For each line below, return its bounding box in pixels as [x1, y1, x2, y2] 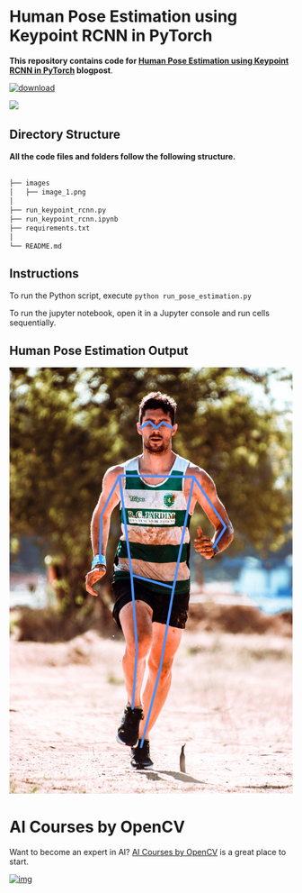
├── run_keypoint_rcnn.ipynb [9, 214, 119, 223]
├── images [9, 178, 50, 187]
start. [9, 856, 30, 867]
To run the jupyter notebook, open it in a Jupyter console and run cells [9, 307, 270, 318]
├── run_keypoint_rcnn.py [9, 205, 106, 214]
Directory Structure [9, 127, 121, 142]
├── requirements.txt [9, 223, 91, 232]
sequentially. [9, 317, 57, 328]
